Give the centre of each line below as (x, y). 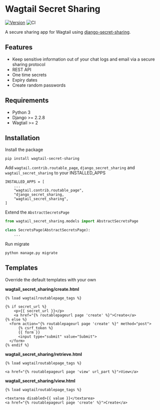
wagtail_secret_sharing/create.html (42, 289)
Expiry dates (25, 80)
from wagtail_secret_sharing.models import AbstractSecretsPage (72, 221)
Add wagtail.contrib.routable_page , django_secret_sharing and (70, 168)
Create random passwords (39, 85)
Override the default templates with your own (50, 280)
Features (19, 47)
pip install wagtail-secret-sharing (42, 159)
